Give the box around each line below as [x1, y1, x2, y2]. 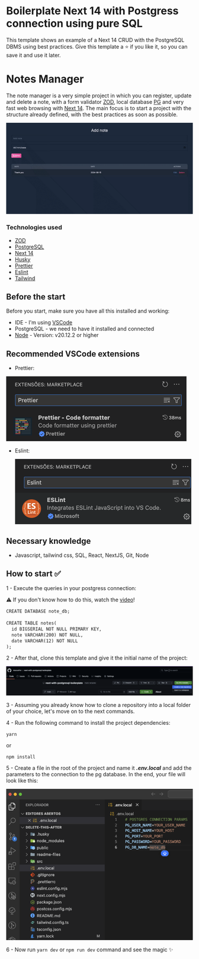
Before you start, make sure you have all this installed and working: [6, 307, 170, 315]
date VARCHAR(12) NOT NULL [11, 638, 78, 644]
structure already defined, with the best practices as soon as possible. [6, 111, 178, 118]
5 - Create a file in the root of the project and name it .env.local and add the [6, 764, 192, 772]
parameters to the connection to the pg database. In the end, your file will [6, 771, 185, 778]
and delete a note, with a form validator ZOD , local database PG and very [6, 98, 184, 105]
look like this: [6, 777, 38, 784]
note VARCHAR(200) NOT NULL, [11, 632, 84, 638]
